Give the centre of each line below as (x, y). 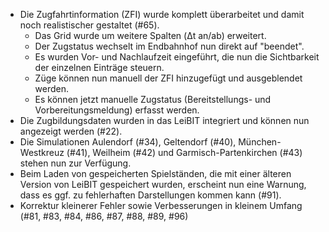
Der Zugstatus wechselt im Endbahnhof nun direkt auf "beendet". (169, 46)
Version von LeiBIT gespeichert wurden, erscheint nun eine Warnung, (163, 184)
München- (260, 142)
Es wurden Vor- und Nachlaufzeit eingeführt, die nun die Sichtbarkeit (177, 57)
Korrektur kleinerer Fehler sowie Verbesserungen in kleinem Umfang (161, 205)
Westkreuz (42, 152)
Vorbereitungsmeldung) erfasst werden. (117, 110)
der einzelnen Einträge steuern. (99, 67)
